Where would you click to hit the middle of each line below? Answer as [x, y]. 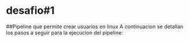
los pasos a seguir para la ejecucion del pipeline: [65, 32]
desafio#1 [30, 11]
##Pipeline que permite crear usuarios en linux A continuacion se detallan [95, 26]
